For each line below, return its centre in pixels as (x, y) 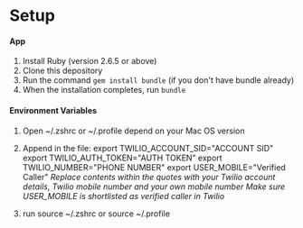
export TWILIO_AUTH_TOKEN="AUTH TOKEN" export (123, 158)
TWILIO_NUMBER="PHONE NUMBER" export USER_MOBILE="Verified (154, 167)
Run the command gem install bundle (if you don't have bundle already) (158, 80)
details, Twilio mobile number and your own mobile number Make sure (154, 187)
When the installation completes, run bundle (104, 90)
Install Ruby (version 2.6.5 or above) (90, 61)
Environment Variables (53, 110)
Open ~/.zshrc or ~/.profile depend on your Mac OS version (133, 131)
